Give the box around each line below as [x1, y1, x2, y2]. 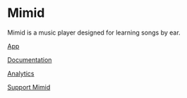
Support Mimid [7, 82, 51, 91]
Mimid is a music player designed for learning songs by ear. [7, 28, 181, 37]
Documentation [7, 55, 52, 64]
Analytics [7, 69, 35, 78]
